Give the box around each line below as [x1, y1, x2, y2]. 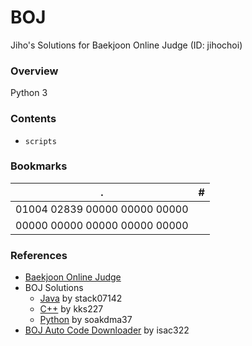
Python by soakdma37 [39, 314, 133, 326]
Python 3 [10, 87, 48, 99]
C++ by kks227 [39, 303, 104, 315]
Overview [10, 64, 59, 78]
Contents [10, 112, 57, 126]
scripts [24, 136, 57, 146]
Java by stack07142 [39, 292, 123, 305]
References [10, 248, 68, 262]
